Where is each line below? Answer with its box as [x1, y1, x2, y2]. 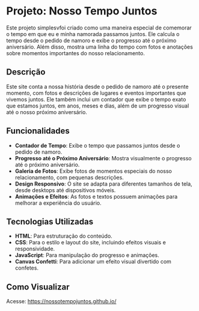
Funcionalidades [6, 126, 70, 136]
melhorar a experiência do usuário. [14, 199, 102, 207]
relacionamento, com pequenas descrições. [14, 174, 124, 181]
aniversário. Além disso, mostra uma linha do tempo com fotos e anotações [6, 43, 194, 50]
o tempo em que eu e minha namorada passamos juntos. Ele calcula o [6, 30, 180, 37]
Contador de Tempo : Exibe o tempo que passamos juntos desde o [14, 142, 180, 149]
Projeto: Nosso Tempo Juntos [6, 4, 158, 18]
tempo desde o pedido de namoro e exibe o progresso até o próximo [6, 37, 177, 44]
